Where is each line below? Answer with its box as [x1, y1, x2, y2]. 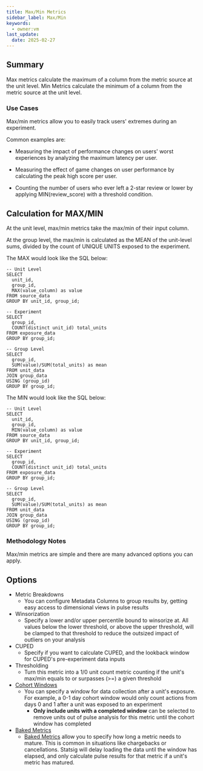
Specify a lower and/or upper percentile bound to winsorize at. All [24, 617, 189, 624]
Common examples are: [6, 136, 65, 143]
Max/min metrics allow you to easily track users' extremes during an [6, 118, 177, 125]
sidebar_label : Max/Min [6, 15, 67, 21]
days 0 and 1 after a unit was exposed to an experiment [24, 700, 162, 708]
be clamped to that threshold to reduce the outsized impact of [24, 630, 179, 637]
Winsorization [15, 610, 50, 618]
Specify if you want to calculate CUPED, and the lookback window [24, 649, 190, 657]
